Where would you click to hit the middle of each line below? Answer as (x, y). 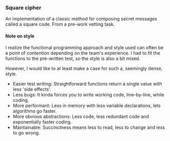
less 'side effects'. (32, 89)
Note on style (20, 36)
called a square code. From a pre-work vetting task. (60, 24)
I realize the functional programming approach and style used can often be (84, 47)
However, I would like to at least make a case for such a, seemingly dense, (84, 68)
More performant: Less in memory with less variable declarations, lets (87, 105)
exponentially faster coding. (42, 122)
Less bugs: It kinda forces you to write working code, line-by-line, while (88, 94)
